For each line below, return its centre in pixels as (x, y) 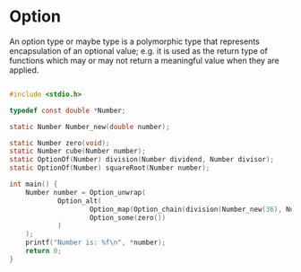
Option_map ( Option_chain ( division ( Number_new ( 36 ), (185, 209)
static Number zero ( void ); (60, 143)
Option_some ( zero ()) (128, 217)
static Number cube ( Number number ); (77, 151)
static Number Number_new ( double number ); (90, 127)
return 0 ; (44, 251)
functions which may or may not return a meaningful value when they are (144, 60)
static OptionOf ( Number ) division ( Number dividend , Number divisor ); (142, 160)
